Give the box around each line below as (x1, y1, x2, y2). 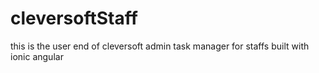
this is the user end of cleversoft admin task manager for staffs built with (10, 40, 310, 52)
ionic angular (10, 50, 64, 62)
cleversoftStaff (10, 7, 138, 30)
